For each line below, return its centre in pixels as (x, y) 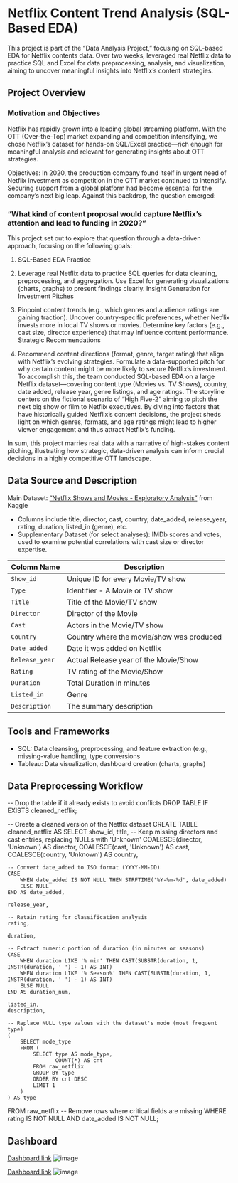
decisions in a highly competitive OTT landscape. (79, 458)
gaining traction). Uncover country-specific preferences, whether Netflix (124, 317)
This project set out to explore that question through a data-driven (104, 238)
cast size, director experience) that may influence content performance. (123, 332)
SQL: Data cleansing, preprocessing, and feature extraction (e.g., (113, 748)
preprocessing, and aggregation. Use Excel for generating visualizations (123, 281)
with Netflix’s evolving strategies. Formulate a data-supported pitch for (121, 361)
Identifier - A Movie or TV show (120, 590)
